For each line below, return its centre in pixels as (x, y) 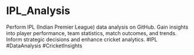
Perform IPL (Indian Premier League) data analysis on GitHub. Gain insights (97, 27)
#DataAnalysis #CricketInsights (44, 46)
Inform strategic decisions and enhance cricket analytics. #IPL (82, 39)
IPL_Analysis (38, 11)
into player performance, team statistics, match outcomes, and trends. (91, 33)
